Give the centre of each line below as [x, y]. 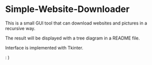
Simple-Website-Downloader [67, 9]
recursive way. [20, 28]
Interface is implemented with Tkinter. [44, 47]
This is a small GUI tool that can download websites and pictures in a [76, 23]
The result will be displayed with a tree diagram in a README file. [72, 38]
